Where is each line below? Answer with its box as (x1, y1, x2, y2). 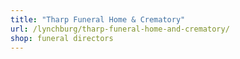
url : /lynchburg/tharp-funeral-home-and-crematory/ (10, 24, 230, 34)
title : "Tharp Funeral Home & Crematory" (10, 14, 186, 25)
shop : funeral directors (10, 33, 114, 43)
